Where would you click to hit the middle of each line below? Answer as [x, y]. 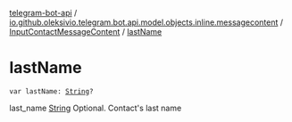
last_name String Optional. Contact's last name [96, 108]
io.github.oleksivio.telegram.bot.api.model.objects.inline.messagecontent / [146, 22]
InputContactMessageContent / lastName [86, 32]
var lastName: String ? [51, 91]
